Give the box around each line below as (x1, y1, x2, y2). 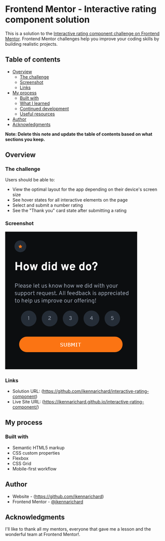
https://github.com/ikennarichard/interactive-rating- (43, 388, 149, 394)
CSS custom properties (12, 450, 60, 456)
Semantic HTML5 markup (12, 445, 65, 451)
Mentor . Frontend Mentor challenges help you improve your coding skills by (5, 36, 160, 42)
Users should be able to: (5, 177, 55, 183)
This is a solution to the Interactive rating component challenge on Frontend (5, 30, 160, 36)
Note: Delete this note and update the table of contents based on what (5, 131, 153, 137)
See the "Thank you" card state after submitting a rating (12, 208, 127, 214)
